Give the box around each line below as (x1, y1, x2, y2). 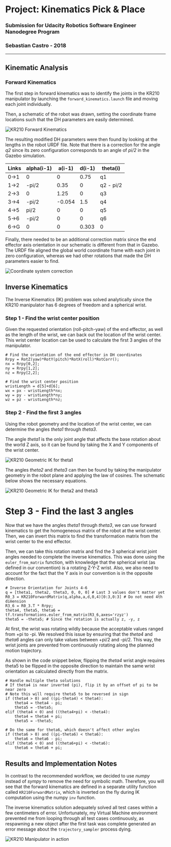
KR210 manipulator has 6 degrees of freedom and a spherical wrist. (5, 302, 147, 308)
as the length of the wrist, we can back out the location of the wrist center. (5, 331, 162, 338)
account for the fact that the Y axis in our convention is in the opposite (5, 570, 153, 576)
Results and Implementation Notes (5, 759, 117, 768)
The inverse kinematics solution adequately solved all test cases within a (5, 805, 158, 811)
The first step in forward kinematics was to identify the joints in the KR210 (5, 91, 160, 97)
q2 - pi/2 (100, 182, 122, 189)
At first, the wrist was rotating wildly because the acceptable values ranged (5, 626, 164, 632)
